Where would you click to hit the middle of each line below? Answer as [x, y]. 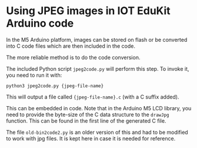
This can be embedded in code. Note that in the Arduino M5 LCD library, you [99, 108]
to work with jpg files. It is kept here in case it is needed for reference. [91, 138]
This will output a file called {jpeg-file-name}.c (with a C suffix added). [93, 97]
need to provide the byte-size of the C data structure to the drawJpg [88, 114]
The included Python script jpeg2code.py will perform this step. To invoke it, [98, 68]
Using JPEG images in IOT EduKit [88, 11]
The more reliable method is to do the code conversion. [73, 57]
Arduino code [40, 23]
